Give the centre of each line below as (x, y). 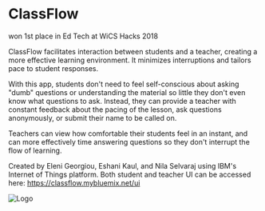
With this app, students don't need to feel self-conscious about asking (124, 84)
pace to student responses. (53, 68)
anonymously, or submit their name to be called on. (93, 117)
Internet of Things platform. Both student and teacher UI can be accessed (130, 174)
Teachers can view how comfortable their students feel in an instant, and (128, 133)
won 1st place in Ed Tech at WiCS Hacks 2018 (83, 36)
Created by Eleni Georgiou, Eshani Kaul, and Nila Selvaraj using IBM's (123, 165)
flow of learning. (35, 150)
